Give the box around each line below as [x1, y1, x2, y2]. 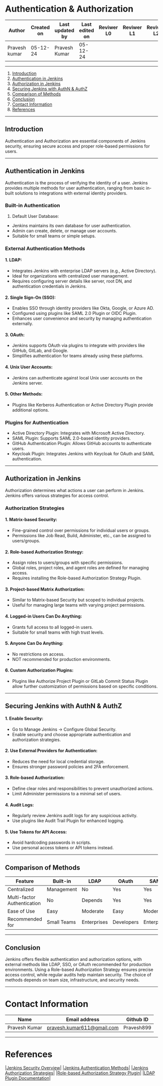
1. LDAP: [5, 257, 22, 263]
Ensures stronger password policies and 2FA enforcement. [12, 763, 130, 770]
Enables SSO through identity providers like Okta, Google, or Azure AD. [12, 305, 154, 311]
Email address [66, 1016, 99, 1023]
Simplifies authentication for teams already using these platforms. [12, 353, 144, 359]
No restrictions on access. [12, 651, 65, 657]
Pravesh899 [123, 1024, 152, 1031]
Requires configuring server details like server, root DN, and [12, 278, 132, 284]
